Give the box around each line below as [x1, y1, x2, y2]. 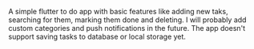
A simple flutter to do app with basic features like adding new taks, [8, 7, 228, 16]
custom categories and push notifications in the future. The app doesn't [8, 24, 246, 32]
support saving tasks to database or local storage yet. [8, 32, 187, 41]
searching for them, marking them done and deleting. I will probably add [8, 15, 247, 24]
